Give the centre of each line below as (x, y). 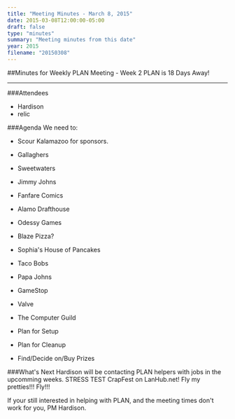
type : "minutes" (31, 33)
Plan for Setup (38, 331)
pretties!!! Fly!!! (29, 387)
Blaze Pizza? (36, 236)
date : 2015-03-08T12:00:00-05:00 (56, 20)
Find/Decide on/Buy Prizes (56, 358)
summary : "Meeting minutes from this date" (72, 40)
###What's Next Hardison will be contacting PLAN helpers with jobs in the (114, 371)
